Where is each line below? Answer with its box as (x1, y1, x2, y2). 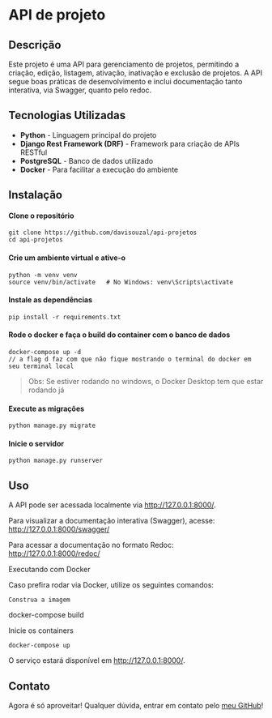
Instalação (8, 188, 63, 202)
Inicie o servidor (8, 438, 65, 448)
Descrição (8, 38, 62, 52)
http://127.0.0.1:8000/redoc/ (8, 549, 100, 558)
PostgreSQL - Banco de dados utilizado (19, 156, 154, 165)
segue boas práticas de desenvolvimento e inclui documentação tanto (8, 77, 243, 86)
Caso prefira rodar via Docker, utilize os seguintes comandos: (8, 580, 215, 590)
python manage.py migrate (8, 421, 96, 430)
